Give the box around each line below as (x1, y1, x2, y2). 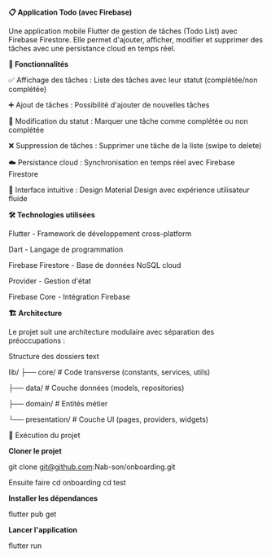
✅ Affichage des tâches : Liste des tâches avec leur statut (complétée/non (8, 75, 258, 85)
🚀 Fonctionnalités (8, 59, 69, 68)
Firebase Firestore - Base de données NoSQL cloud (8, 261, 181, 270)
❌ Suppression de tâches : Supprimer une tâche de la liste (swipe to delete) (8, 141, 262, 150)
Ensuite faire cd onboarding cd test (8, 478, 126, 487)
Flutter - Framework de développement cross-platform (8, 229, 192, 239)
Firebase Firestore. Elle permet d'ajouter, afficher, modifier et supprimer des (8, 35, 263, 44)
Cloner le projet (8, 446, 63, 455)
